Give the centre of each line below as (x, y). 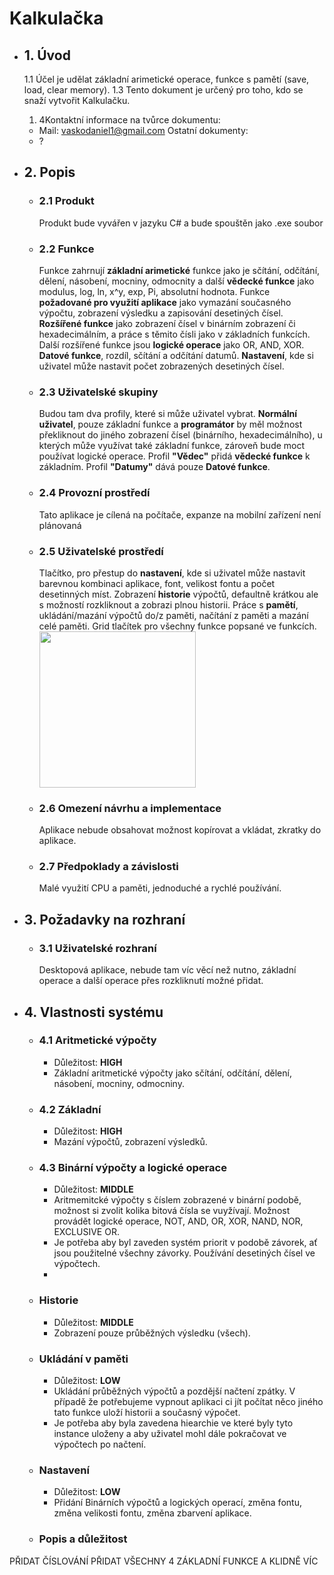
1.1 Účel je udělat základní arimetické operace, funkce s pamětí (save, (166, 79)
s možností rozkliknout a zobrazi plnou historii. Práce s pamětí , (168, 604)
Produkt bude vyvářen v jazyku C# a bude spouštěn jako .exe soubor (181, 223)
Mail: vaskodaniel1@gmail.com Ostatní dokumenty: (143, 130)
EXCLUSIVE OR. (86, 1232)
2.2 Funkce (66, 249)
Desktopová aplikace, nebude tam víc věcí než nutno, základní (167, 970)
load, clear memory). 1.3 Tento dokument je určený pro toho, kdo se (163, 90)
